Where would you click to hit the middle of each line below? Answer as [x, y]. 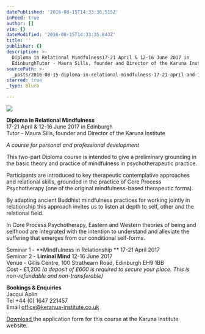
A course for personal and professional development [73, 145]
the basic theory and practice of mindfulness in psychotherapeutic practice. [102, 163]
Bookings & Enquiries [34, 288]
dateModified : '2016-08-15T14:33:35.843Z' [61, 35]
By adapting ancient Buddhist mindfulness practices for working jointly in [98, 200]
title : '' [19, 40]
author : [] [20, 23]
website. [17, 325]
